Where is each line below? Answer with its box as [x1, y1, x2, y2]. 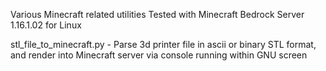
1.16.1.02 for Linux [10, 19, 82, 31]
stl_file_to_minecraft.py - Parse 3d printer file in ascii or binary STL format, [10, 39, 317, 50]
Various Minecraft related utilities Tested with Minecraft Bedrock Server [10, 9, 305, 20]
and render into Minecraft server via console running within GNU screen [10, 49, 308, 61]
